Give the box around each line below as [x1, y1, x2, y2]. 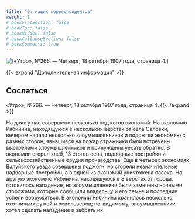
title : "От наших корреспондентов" [6, 8, 93, 15]
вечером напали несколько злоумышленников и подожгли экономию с [6, 132, 186, 139]
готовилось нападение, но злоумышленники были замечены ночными [6, 181, 183, 188]
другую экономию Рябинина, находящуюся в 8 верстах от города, [6, 175, 174, 182]
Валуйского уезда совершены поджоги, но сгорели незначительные [6, 163, 178, 170]
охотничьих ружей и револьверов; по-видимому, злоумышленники [6, 200, 176, 207]
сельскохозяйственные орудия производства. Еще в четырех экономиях [6, 156, 189, 163]
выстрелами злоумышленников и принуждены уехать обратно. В [6, 144, 170, 151]
